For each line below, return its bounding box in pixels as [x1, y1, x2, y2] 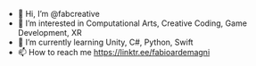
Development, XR [17, 28, 82, 37]
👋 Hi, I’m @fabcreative [17, 9, 100, 19]
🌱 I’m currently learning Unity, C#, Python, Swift [17, 37, 194, 47]
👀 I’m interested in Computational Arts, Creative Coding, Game [17, 18, 248, 29]
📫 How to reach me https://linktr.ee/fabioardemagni [17, 47, 211, 57]
